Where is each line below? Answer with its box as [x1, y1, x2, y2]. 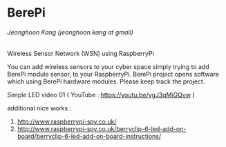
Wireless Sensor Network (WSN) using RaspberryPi [7, 50, 154, 58]
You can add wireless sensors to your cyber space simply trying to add [7, 63, 209, 71]
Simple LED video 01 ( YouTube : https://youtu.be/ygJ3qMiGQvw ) [7, 91, 195, 99]
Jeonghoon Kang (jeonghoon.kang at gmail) [7, 28, 133, 36]
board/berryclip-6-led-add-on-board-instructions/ [17, 133, 162, 141]
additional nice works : [7, 104, 72, 112]
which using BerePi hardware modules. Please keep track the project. [7, 77, 205, 86]
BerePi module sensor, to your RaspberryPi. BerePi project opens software [7, 70, 220, 79]
